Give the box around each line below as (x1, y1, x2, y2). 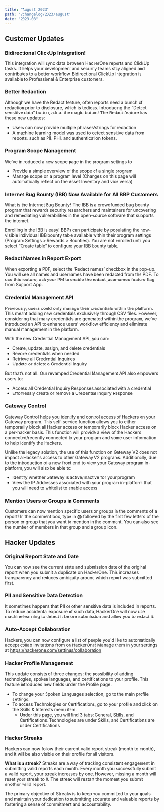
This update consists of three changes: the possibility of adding (5, 671, 134, 677)
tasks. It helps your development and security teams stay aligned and (5, 66, 145, 72)
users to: (5, 375, 23, 381)
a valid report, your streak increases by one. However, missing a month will (5, 771, 157, 777)
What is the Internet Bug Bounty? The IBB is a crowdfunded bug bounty (5, 202, 149, 208)
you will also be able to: (24, 465, 72, 471)
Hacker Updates (5, 538, 55, 547)
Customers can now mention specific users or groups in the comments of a (5, 508, 158, 514)
